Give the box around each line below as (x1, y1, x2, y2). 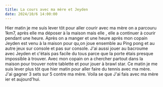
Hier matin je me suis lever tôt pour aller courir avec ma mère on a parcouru (5, 25, 157, 30)
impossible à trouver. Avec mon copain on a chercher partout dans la (5, 56, 144, 61)
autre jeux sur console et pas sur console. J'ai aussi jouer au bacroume (5, 45, 148, 51)
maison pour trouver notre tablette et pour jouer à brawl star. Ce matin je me (5, 61, 158, 67)
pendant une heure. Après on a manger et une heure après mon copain (5, 35, 147, 41)
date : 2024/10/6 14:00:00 (5, 12, 57, 16)
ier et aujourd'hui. (5, 76, 40, 82)
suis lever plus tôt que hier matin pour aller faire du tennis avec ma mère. (5, 66, 151, 72)
